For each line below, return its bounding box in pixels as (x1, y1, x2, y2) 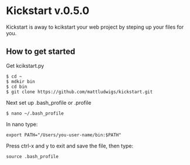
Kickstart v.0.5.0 (6, 4, 89, 18)
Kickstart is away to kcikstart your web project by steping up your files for (6, 23, 184, 30)
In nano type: (6, 121, 38, 128)
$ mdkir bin (6, 78, 35, 84)
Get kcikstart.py (6, 62, 44, 69)
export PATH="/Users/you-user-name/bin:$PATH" (6, 132, 122, 138)
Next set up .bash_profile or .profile (6, 99, 92, 106)
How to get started (6, 47, 75, 57)
